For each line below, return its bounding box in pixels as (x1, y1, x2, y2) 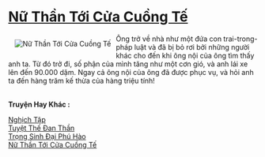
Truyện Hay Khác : (8, 99, 70, 109)
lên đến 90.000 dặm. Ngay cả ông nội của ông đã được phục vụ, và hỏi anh (8, 67, 255, 77)
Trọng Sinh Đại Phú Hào (8, 131, 86, 141)
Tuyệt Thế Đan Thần (8, 123, 75, 133)
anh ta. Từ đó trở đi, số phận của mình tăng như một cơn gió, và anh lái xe (8, 59, 248, 69)
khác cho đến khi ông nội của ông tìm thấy (115, 50, 255, 60)
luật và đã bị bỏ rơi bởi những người (134, 42, 250, 51)
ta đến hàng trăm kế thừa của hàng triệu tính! (8, 76, 156, 85)
